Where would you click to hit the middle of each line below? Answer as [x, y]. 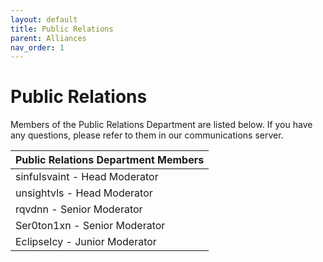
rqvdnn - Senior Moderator [79, 209]
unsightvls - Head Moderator [84, 193]
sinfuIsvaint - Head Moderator [87, 177]
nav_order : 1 [37, 47]
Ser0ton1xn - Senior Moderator [90, 226]
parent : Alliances [48, 38]
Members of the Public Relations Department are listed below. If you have [161, 125]
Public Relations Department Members [110, 160]
